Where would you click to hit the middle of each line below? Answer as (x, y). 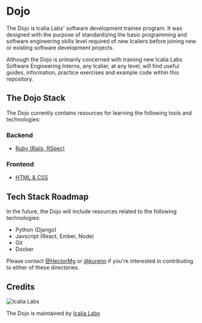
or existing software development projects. (60, 48)
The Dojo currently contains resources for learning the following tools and (99, 113)
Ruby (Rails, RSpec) (40, 148)
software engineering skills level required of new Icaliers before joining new (101, 41)
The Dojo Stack (36, 98)
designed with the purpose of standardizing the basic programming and (97, 34)
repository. (20, 79)
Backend (20, 135)
